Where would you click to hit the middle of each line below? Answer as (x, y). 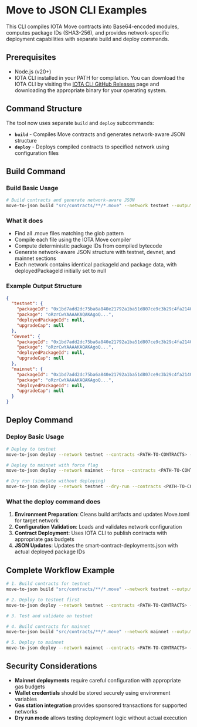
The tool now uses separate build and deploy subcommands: (80, 123)
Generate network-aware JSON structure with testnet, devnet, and (95, 252)
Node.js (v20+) (33, 72)
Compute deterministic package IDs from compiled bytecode (88, 246)
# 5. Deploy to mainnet (35, 643)
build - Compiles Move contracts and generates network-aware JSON (100, 134)
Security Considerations (52, 666)
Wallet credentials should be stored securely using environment (92, 692)
